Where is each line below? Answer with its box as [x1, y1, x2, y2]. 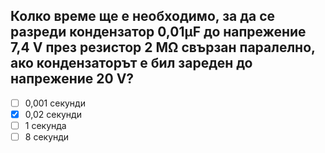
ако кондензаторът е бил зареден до [10, 55, 253, 72]
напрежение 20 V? [10, 70, 135, 88]
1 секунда [24, 119, 67, 131]
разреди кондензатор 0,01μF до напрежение [10, 24, 307, 41]
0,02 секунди [24, 108, 82, 120]
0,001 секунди [24, 97, 86, 109]
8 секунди [24, 131, 70, 143]
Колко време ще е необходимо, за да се [10, 8, 276, 25]
